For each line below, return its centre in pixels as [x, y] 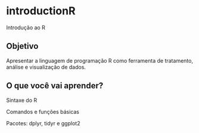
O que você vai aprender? [55, 86]
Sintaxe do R [22, 100]
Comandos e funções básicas [43, 112]
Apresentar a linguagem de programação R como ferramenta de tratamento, [100, 60]
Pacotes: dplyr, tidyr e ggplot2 [43, 123]
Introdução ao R [26, 27]
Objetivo [22, 46]
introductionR [41, 11]
